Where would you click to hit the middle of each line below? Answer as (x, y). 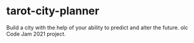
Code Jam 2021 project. (36, 33)
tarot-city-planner (53, 11)
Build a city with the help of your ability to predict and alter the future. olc (97, 27)
